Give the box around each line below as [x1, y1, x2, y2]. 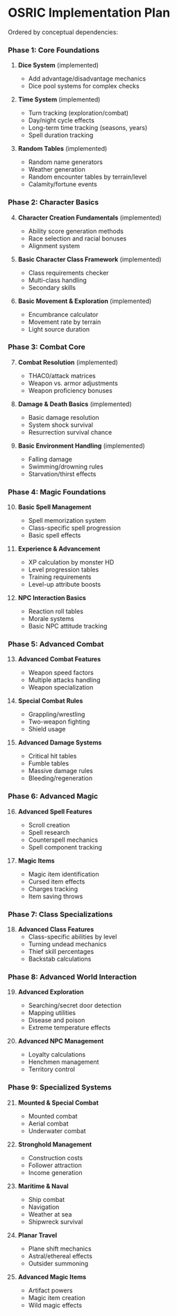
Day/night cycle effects [28, 116, 94, 124]
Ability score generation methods [28, 227, 124, 235]
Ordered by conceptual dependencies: [8, 28, 119, 36]
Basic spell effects [28, 531, 81, 539]
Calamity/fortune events [28, 180, 98, 188]
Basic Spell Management [17, 503, 92, 512]
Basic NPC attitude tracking [28, 622, 108, 631]
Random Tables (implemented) [17, 145, 108, 153]
